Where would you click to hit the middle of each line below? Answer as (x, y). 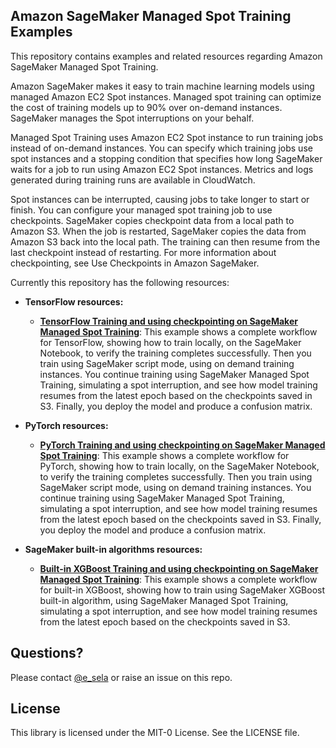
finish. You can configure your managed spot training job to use (141, 210)
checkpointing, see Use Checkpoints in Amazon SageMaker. (135, 263)
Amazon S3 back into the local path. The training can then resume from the (165, 241)
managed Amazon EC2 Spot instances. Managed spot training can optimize (166, 96)
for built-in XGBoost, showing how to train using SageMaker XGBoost (182, 590)
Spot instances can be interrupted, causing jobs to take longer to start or (160, 199)
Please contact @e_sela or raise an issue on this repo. (121, 677)
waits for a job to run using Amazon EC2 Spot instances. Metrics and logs (162, 169)
